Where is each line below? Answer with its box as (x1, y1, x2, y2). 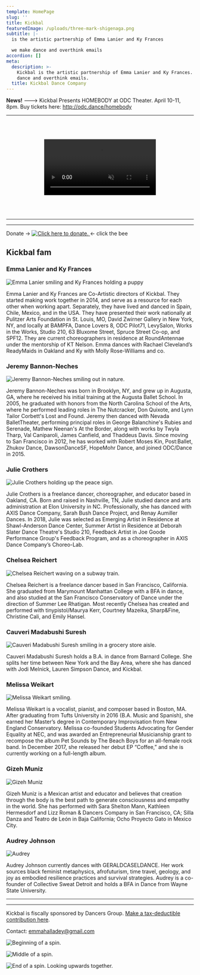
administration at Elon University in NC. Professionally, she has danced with (6, 503, 192, 510)
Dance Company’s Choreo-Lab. (6, 541, 83, 549)
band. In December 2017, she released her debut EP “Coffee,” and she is (6, 744, 183, 751)
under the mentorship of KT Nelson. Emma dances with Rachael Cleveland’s (6, 341, 193, 348)
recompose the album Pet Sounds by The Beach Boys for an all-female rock (6, 737, 192, 744)
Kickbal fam (6, 247, 52, 257)
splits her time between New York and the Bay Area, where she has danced (6, 660, 192, 666)
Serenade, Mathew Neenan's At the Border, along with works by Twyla (6, 425, 180, 432)
